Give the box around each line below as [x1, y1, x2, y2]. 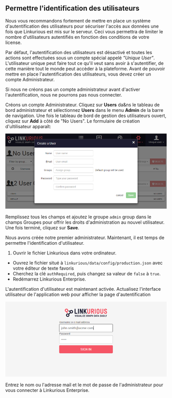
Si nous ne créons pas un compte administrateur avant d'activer [5, 86, 140, 92]
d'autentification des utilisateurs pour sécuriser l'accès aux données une [5, 23, 159, 29]
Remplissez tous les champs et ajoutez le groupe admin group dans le [5, 214, 152, 220]
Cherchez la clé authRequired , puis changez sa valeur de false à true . [12, 271, 161, 277]
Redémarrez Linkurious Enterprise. [12, 276, 86, 283]
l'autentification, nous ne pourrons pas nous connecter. [5, 91, 122, 98]
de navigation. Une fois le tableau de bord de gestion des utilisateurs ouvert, [5, 112, 166, 119]
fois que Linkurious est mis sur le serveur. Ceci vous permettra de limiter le [5, 28, 163, 35]
